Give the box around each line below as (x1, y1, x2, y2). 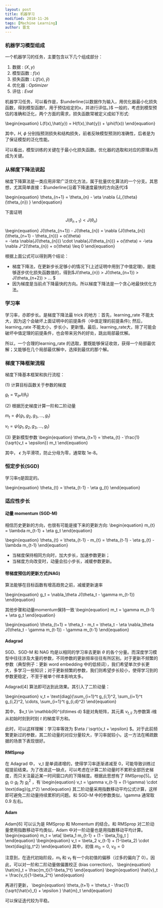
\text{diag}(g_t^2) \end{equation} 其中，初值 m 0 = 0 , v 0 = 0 (5, 843, 125, 850)
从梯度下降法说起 (5, 166, 45, 173)
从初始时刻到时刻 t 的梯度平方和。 (5, 716, 73, 721)
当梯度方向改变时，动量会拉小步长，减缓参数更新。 (12, 558, 114, 564)
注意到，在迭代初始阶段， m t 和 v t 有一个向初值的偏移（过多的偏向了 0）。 (5, 854, 151, 861)
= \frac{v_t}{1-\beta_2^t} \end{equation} (5, 872, 85, 878)
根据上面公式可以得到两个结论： (5, 253, 69, 259)
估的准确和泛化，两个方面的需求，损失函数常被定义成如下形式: (5, 111, 130, 117)
